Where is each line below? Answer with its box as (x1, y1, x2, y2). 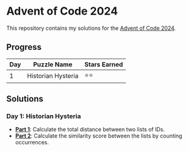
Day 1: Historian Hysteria (6, 112, 81, 121)
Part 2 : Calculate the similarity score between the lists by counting (15, 132, 183, 139)
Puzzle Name (33, 60, 73, 68)
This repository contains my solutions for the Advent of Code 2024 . (6, 24, 176, 32)
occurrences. (15, 139, 49, 146)
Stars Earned (84, 60, 123, 68)
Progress (6, 42, 42, 52)
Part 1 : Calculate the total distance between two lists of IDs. (15, 126, 165, 133)
